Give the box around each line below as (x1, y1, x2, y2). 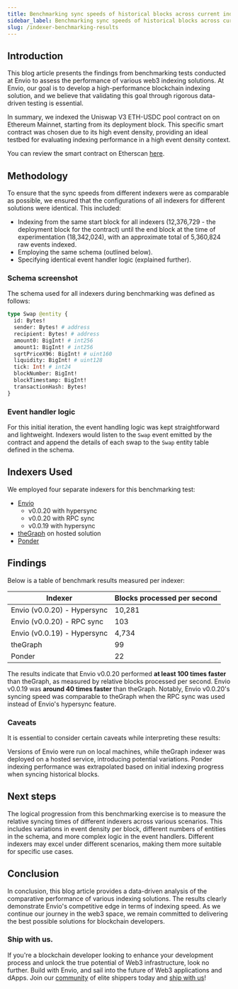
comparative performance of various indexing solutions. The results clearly (7, 894, 227, 903)
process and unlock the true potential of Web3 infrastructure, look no (7, 958, 210, 967)
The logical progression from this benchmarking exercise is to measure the (7, 809, 227, 818)
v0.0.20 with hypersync (28, 506, 98, 515)
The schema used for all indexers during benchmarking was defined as (7, 289, 215, 298)
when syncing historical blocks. (7, 769, 100, 779)
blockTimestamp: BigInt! (13, 377, 87, 384)
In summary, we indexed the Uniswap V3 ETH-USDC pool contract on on (7, 113, 220, 122)
